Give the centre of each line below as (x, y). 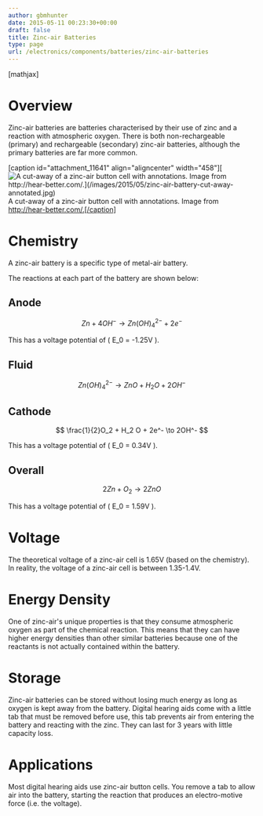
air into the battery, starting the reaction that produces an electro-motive (126, 795)
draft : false (29, 30)
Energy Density (60, 599)
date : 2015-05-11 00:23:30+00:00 (63, 23)
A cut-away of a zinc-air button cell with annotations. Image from (113, 201)
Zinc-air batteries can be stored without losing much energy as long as (123, 700)
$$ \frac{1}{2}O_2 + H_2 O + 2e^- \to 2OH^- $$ (132, 430)
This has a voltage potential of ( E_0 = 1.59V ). (82, 506)
